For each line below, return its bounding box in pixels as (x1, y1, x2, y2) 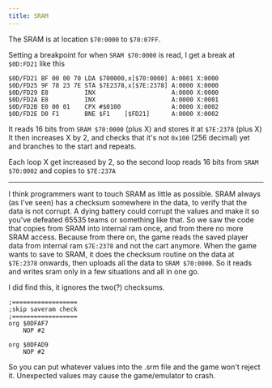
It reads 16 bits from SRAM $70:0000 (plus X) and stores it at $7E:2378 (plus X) (8, 123, 262, 134)
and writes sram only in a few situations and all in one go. (8, 266, 200, 276)
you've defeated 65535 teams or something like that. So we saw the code (8, 214, 255, 224)
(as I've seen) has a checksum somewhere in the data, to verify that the (8, 197, 248, 207)
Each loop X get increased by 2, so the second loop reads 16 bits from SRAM (8, 157, 259, 166)
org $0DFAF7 (8, 319, 49, 327)
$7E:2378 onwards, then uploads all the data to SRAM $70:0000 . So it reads (8, 257, 253, 268)
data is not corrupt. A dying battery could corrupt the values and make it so (8, 206, 260, 216)
